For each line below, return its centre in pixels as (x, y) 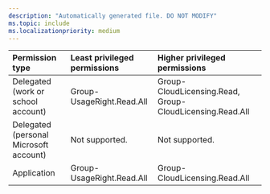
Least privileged (102, 58)
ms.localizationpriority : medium (64, 31)
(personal (31, 135)
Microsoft (31, 145)
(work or (29, 92)
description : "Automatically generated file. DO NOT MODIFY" (113, 16)
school (25, 101)
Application (34, 173)
